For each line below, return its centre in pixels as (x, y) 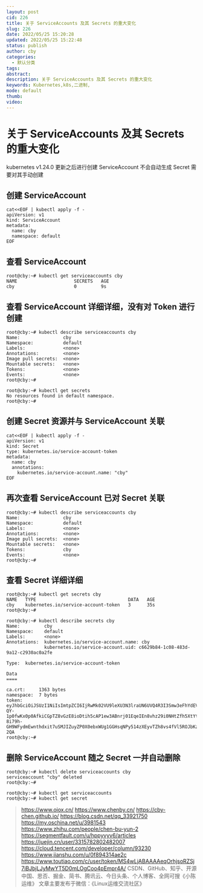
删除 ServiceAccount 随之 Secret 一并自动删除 (93, 758)
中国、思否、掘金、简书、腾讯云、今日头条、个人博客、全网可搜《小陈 (108, 876)
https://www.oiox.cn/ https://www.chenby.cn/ (78, 810)
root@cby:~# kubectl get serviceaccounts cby (64, 276)
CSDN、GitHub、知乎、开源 (162, 868)
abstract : (19, 74)
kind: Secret (23, 446)
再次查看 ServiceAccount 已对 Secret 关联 (85, 498)
